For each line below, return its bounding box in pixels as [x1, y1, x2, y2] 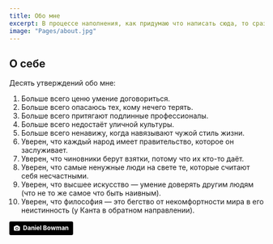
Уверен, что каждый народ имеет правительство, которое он [20, 137, 234, 146]
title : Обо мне [9, 11, 61, 20]
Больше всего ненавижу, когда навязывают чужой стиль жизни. [20, 128, 245, 138]
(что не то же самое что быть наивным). [20, 188, 161, 198]
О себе [9, 57, 46, 70]
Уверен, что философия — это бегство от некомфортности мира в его [20, 197, 264, 207]
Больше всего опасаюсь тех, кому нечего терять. [20, 103, 194, 112]
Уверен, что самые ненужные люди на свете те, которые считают [20, 162, 250, 172]
